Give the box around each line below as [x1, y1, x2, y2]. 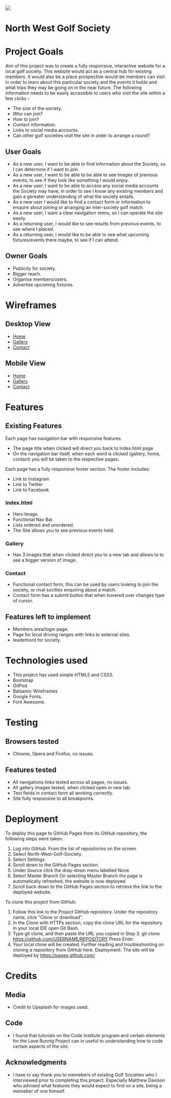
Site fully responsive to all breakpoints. [12, 795, 94, 802]
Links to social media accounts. [12, 127, 79, 133]
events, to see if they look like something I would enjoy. [12, 177, 129, 183]
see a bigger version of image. [12, 557, 77, 563]
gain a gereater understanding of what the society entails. [12, 193, 135, 199]
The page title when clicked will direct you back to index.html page [12, 445, 154, 451]
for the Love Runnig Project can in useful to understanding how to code [12, 1038, 163, 1044]
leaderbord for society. [12, 637, 61, 643]
